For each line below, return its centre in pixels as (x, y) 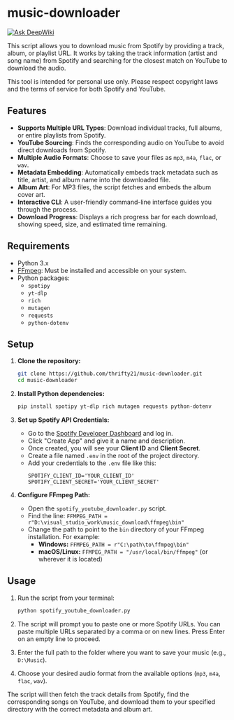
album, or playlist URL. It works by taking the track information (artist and (112, 53)
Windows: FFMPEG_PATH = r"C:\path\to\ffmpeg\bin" (114, 544)
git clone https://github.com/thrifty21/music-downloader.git (110, 374)
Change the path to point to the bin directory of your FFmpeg (116, 529)
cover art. (31, 194)
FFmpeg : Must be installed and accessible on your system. (102, 270)
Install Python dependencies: (61, 394)
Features (27, 111)
